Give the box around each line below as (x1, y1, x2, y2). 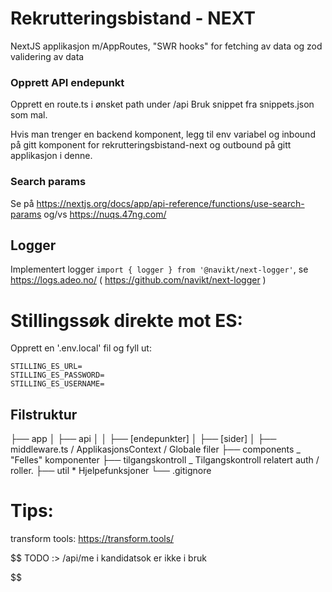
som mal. (10, 109, 48, 121)
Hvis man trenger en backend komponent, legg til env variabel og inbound (10, 128, 316, 141)
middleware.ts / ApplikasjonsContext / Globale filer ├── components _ (10, 443, 301, 456)
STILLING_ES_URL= (10, 362, 83, 372)
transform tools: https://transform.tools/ (10, 533, 175, 545)
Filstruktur (10, 406, 78, 423)
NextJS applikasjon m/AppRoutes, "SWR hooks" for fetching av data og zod (10, 40, 323, 52)
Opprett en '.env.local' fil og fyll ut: (10, 342, 152, 354)
